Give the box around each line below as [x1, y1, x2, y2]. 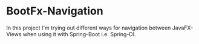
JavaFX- [172, 24, 194, 31]
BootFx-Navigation [6, 4, 104, 18]
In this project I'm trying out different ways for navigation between [6, 24, 171, 31]
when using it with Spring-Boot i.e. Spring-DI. [22, 30, 136, 37]
